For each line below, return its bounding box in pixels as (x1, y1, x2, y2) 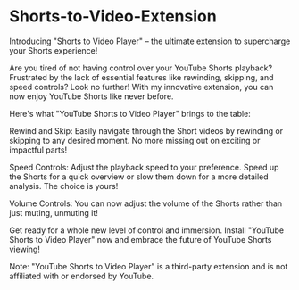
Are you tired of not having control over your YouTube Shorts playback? (9, 62, 273, 73)
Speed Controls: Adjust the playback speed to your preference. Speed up (9, 162, 279, 172)
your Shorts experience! (9, 45, 98, 55)
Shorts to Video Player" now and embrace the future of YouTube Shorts (9, 234, 272, 244)
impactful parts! (9, 145, 68, 155)
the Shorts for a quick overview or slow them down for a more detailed (9, 171, 270, 182)
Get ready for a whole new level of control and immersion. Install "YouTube (9, 225, 285, 236)
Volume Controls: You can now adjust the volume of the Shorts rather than (9, 198, 283, 209)
